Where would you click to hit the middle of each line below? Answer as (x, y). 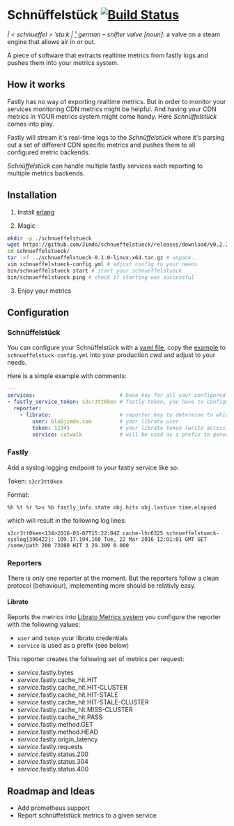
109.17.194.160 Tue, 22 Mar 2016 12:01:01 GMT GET (132, 539)
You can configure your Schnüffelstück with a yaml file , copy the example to (117, 348)
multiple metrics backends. (46, 173)
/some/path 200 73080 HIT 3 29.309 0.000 (68, 545)
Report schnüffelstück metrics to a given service (87, 815)
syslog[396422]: (31, 539)
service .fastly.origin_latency (57, 739)
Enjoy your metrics (44, 291)
